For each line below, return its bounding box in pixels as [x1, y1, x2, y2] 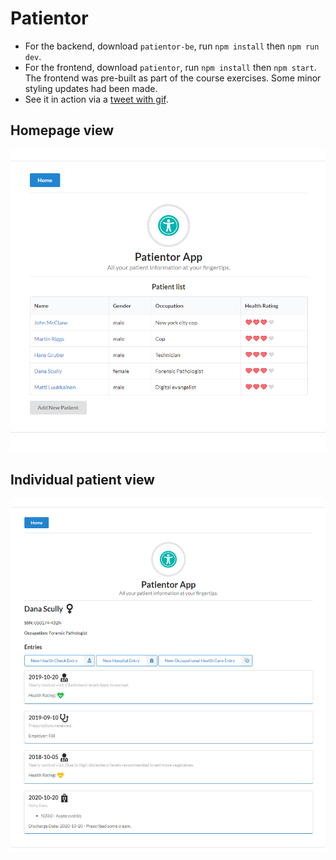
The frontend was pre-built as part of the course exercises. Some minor [24, 72, 322, 84]
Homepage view [10, 122, 114, 139]
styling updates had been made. [24, 82, 158, 94]
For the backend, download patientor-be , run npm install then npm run [24, 40, 320, 52]
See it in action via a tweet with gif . [24, 93, 169, 105]
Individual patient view [10, 471, 155, 488]
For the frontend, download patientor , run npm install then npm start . [24, 61, 317, 73]
